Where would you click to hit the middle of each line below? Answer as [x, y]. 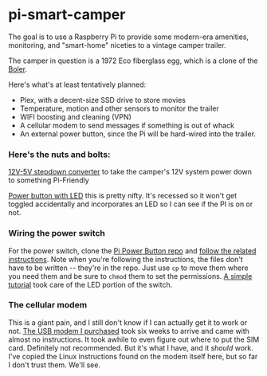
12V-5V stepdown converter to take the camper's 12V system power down [130, 172]
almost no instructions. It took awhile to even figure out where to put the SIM [134, 339]
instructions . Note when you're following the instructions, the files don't [126, 259]
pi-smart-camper [67, 15]
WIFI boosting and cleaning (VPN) [75, 116]
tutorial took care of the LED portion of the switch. [90, 284]
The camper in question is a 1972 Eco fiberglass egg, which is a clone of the [133, 61]
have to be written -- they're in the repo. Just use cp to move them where [128, 268]
